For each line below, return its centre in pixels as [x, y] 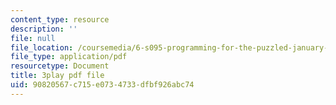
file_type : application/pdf [69, 57]
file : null [33, 38]
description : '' [44, 29]
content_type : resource [60, 19]
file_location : [42, 47]
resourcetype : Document [60, 66]
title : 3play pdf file [57, 76]
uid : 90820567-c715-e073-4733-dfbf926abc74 [102, 85]
